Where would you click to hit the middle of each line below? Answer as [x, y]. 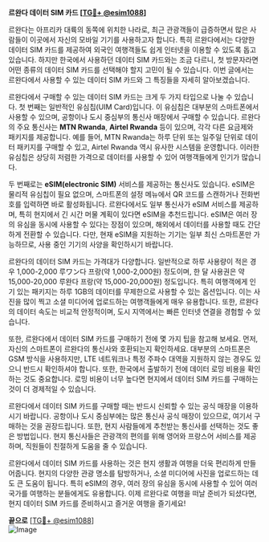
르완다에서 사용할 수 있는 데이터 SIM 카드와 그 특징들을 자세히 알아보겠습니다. [129, 80]
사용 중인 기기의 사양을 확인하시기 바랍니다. [106, 245]
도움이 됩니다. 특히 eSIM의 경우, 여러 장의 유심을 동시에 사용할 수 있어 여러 [142, 483]
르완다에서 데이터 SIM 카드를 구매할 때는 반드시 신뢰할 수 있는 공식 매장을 [123, 406]
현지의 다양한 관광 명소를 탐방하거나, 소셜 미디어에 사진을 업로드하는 [144, 473]
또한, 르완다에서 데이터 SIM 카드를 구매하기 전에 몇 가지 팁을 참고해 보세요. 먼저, [133, 339]
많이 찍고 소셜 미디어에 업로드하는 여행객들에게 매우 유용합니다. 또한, [130, 302]
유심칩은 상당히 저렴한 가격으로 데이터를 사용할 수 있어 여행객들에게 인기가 [124, 157]
